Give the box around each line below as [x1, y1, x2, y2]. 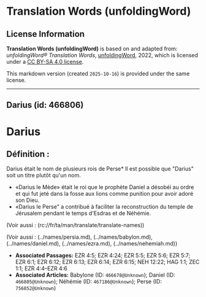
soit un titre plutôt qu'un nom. [6, 172, 81, 179]
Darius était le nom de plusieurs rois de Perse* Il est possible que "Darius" [6, 165, 194, 172]
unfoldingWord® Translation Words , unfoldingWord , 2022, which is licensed [6, 52, 198, 59]
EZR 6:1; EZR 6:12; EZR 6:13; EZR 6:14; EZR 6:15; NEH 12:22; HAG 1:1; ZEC [15, 258, 200, 266]
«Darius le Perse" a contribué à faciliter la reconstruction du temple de [15, 203, 193, 210]
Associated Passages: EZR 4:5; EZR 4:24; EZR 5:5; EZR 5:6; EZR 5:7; [15, 252, 191, 259]
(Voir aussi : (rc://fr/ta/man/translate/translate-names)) [6, 222, 145, 229]
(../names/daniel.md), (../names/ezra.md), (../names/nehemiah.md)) [6, 240, 178, 247]
